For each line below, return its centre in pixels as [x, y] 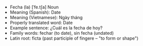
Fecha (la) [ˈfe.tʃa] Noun [34, 7]
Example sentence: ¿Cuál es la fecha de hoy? [56, 28]
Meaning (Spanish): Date [35, 12]
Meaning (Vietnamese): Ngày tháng [46, 17]
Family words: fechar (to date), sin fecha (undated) [62, 33]
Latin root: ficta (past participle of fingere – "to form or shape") [74, 38]
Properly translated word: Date [41, 23]
